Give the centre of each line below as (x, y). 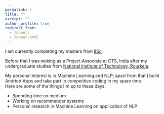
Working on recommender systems (48, 101)
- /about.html (24, 38)
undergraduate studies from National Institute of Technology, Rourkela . (77, 66)
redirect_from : (21, 28)
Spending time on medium (39, 95)
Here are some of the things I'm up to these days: (56, 86)
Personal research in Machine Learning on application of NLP (75, 106)
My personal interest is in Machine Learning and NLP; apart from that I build (82, 76)
